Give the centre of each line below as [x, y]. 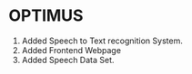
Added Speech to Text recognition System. [102, 41]
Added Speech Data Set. [68, 60]
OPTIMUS [46, 16]
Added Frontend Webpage [71, 50]
